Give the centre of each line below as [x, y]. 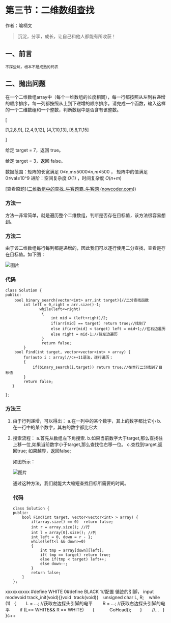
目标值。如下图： [27, 254]
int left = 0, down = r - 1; [62, 537]
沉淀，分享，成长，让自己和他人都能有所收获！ [67, 36]
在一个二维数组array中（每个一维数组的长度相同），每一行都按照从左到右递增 [85, 97]
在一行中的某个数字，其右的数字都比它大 [55, 427]
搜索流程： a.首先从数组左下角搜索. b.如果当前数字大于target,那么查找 [85, 438]
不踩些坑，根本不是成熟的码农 [32, 67]
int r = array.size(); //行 [61, 527]
